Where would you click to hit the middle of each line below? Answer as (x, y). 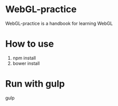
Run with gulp (35, 84)
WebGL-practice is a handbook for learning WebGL (59, 23)
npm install (24, 58)
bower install (26, 63)
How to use (30, 44)
